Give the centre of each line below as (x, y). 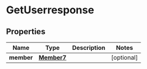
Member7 (52, 57)
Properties (26, 32)
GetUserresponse (50, 10)
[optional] (124, 57)
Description (89, 48)
